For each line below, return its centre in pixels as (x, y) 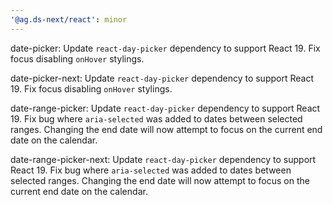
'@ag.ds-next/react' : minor (69, 19)
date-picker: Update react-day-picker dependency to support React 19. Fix (165, 48)
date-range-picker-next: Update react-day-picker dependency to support (163, 159)
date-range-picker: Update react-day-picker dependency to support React (165, 108)
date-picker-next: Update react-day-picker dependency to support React (162, 78)
